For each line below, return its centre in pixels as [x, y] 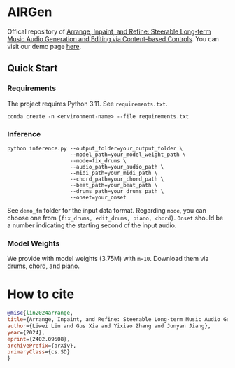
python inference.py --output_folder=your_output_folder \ [95, 148]
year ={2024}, [26, 332]
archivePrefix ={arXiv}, [42, 346]
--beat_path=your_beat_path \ [114, 185]
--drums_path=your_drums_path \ [117, 191]
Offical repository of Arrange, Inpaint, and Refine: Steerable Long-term [109, 31]
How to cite [41, 294]
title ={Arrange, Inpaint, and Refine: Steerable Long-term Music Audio [114, 320]
